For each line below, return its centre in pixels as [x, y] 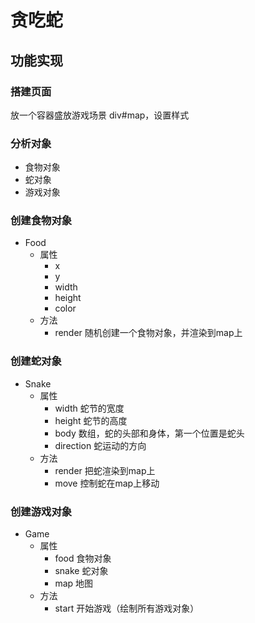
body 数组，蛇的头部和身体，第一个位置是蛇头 [149, 433]
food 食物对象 [83, 558]
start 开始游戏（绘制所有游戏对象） [127, 608]
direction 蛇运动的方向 [100, 445]
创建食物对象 [41, 221]
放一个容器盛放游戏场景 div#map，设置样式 [100, 115]
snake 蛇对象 [81, 571]
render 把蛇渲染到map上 [105, 470]
